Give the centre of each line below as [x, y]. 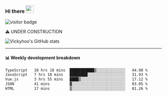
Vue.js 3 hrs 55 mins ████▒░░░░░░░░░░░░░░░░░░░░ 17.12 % [77, 80]
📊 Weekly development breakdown [43, 58]
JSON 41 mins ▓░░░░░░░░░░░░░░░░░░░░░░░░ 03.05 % [77, 84]
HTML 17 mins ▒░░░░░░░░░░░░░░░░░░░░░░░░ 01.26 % [77, 89]
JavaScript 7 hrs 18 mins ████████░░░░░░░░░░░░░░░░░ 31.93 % [77, 75]
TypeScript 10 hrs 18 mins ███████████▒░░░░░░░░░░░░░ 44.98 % [77, 70]
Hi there [15, 11]
